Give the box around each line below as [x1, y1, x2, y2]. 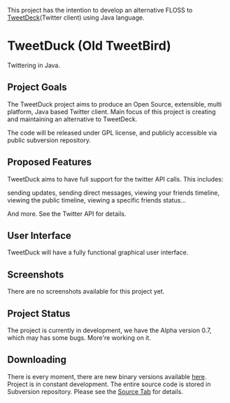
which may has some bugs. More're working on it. [7, 334, 152, 342]
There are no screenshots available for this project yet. [7, 287, 165, 296]
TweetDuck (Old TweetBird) [7, 38, 171, 54]
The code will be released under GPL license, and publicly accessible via [7, 128, 217, 137]
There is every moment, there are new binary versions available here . [7, 372, 207, 381]
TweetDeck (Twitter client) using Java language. [7, 13, 145, 22]
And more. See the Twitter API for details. [7, 210, 127, 218]
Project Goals [7, 81, 68, 93]
